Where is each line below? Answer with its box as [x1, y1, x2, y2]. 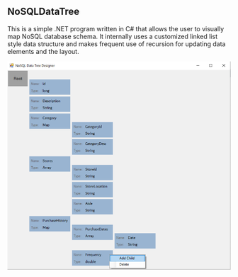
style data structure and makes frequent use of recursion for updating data [7, 39, 226, 48]
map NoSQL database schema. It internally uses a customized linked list [7, 32, 218, 40]
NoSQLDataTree [7, 6, 80, 18]
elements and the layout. [7, 47, 79, 55]
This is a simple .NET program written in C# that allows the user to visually [7, 24, 225, 33]
